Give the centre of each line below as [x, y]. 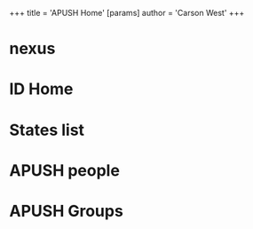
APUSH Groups [67, 211]
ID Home [41, 89]
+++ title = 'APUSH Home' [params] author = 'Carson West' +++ [127, 13]
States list [47, 130]
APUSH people [64, 170]
